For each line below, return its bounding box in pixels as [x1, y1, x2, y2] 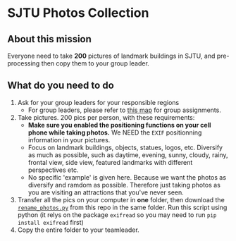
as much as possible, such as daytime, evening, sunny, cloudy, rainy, [27, 150, 228, 159]
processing [7, 59, 40, 68]
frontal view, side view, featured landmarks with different [27, 158, 193, 166]
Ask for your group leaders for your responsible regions [17, 98, 180, 106]
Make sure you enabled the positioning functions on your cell [27, 121, 211, 129]
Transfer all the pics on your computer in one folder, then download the [17, 195, 225, 204]
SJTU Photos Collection [7, 5, 149, 21]
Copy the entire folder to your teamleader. [17, 225, 139, 234]
